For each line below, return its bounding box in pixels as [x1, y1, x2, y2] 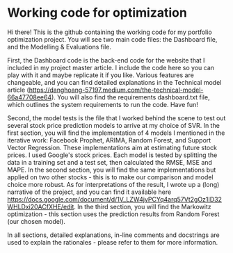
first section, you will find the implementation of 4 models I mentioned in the [7, 129, 225, 137]
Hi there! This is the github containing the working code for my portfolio [7, 28, 212, 36]
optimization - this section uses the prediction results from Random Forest [7, 210, 220, 218]
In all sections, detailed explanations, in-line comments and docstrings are [7, 231, 220, 239]
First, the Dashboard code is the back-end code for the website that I [7, 56, 205, 64]
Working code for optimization [7, 5, 188, 21]
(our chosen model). [7, 217, 66, 225]
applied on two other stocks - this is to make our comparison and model [7, 172, 214, 181]
